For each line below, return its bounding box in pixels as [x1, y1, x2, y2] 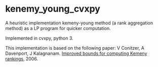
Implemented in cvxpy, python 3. [5, 35, 73, 41]
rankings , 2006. [5, 55, 38, 61]
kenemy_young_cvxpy [5, 3, 100, 15]
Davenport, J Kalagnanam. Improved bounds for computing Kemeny [5, 50, 147, 56]
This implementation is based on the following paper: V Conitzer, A [5, 45, 144, 51]
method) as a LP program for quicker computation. [5, 25, 111, 31]
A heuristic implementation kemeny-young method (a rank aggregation [5, 20, 153, 26]
